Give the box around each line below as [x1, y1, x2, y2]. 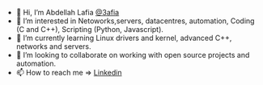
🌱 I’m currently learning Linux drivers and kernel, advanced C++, [15, 33, 232, 42]
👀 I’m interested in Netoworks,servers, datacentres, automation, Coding [15, 16, 255, 26]
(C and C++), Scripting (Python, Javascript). [15, 25, 164, 34]
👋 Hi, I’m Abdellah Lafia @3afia [15, 8, 120, 17]
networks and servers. [15, 42, 91, 51]
